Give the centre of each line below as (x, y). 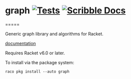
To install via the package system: (40, 62)
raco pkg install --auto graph (37, 72)
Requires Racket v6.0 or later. (35, 53)
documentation (21, 43)
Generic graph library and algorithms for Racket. (54, 34)
